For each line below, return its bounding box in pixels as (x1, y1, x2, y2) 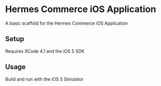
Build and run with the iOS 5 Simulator (5, 76, 84, 82)
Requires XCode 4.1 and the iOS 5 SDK (5, 48, 85, 54)
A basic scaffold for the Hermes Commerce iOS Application (5, 20, 128, 26)
